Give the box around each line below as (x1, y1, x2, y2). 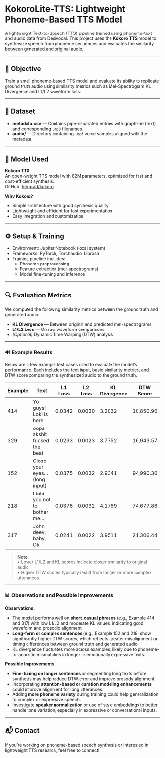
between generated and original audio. (5, 46, 83, 52)
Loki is (32, 411, 48, 418)
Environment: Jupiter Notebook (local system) (12, 245, 106, 251)
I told (32, 490, 45, 497)
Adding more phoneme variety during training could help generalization (12, 691, 159, 697)
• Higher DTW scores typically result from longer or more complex (17, 570, 152, 576)
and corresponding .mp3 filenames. (12, 126, 83, 132)
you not (32, 496, 51, 503)
